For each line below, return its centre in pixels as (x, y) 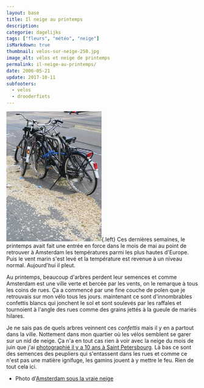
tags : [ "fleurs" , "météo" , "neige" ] (53, 39)
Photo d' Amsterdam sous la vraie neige (64, 379)
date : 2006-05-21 (28, 71)
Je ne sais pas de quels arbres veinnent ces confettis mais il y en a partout (100, 328)
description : (23, 26)
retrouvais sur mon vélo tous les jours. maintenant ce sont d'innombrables (99, 296)
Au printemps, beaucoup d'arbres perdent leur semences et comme (92, 277)
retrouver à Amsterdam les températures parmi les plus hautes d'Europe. (97, 252)
